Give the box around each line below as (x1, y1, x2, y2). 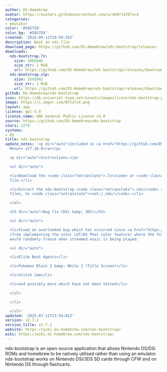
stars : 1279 (5, 123, 30, 128)
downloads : (5, 49, 28, 54)
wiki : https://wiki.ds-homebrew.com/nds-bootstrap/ (5, 332, 114, 337)
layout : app (5, 105, 30, 110)
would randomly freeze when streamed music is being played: (9, 237, 139, 242)
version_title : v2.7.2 (5, 322, 52, 328)
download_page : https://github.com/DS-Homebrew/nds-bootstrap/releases (5, 44, 157, 49)
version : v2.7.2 (5, 318, 39, 323)
